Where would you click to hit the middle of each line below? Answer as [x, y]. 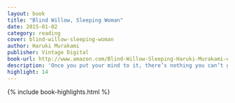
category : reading [34, 33]
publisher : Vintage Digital [48, 53]
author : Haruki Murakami [43, 46]
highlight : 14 [28, 72]
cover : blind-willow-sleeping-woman [60, 40]
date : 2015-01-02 [33, 26]
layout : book [26, 14]
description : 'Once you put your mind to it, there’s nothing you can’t [115, 65]
